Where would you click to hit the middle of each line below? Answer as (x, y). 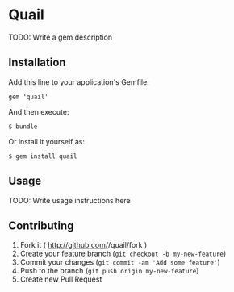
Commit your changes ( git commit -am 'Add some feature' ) (120, 262)
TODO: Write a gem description (61, 37)
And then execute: (39, 111)
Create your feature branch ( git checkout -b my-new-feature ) (123, 254)
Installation (37, 63)
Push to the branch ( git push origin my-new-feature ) (109, 271)
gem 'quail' (28, 97)
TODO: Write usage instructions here (69, 200)
